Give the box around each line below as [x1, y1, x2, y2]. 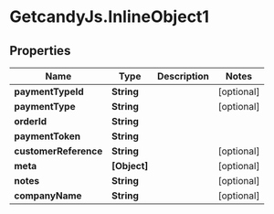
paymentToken [14, 130, 80, 143]
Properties [9, 43, 71, 59]
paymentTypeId [14, 85, 84, 98]
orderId [14, 115, 47, 127]
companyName [14, 189, 82, 202]
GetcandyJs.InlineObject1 [9, 6, 210, 27]
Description [156, 70, 210, 82]
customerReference [14, 144, 103, 157]
